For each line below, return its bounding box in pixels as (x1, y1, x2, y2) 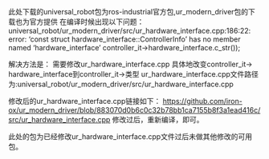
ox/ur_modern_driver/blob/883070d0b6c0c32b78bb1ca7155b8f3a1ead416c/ (8, 105, 261, 114)
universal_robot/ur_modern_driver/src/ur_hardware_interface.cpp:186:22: (8, 26, 251, 35)
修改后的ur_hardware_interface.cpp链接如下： (8, 97, 161, 105)
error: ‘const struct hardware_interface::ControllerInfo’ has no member (8, 34, 241, 44)
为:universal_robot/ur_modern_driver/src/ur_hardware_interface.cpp (8, 79, 234, 89)
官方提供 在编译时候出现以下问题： (29, 17, 145, 26)
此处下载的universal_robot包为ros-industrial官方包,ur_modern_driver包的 (8, 7, 249, 16)
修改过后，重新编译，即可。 (112, 115, 204, 124)
